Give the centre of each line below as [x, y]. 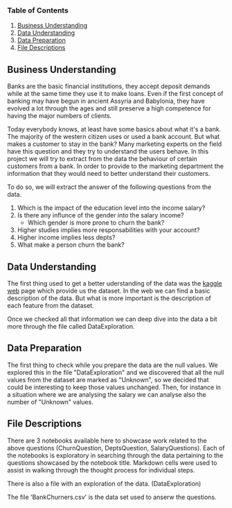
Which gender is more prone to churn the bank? [96, 223]
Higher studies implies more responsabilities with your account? [108, 230]
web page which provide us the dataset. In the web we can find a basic [109, 290]
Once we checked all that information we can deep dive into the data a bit [112, 319]
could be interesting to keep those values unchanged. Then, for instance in [114, 387]
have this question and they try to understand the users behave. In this [108, 151]
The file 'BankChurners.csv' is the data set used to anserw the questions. [112, 497]
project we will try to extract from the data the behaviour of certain [102, 159]
